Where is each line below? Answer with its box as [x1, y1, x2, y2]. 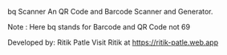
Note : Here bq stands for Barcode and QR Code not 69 [7, 22, 190, 31]
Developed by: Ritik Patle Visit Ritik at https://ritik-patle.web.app [7, 37, 218, 47]
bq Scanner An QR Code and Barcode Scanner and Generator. [7, 7, 213, 16]
